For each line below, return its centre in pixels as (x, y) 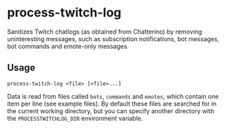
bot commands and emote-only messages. (68, 46)
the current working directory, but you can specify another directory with (111, 110)
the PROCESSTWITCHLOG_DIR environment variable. (75, 118)
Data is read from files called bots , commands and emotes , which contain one (113, 96)
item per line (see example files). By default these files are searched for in (112, 104)
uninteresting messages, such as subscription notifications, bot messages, (113, 38)
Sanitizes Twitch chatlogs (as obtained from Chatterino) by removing (105, 32)
